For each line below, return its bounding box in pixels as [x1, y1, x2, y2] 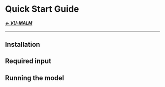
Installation [5, 40, 40, 49]
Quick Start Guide [5, 3, 80, 15]
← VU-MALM [5, 20, 33, 26]
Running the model [5, 74, 64, 82]
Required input [5, 57, 52, 65]
